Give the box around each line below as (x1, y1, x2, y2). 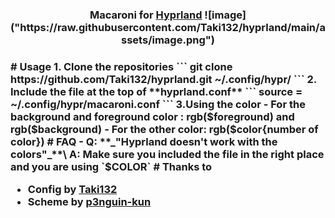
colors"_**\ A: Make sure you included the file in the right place (10, 147, 325, 161)
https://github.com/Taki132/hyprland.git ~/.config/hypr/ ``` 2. (10, 72, 317, 86)
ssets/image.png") (121, 33, 215, 47)
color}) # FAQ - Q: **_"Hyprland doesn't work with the (10, 134, 278, 148)
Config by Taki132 (27, 183, 118, 197)
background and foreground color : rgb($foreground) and (10, 109, 295, 123)
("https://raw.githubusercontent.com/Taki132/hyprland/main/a (10, 20, 326, 34)
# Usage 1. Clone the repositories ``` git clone (10, 59, 233, 73)
